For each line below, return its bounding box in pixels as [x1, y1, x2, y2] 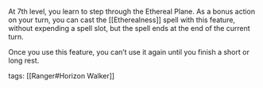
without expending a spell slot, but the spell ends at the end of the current [8, 24, 250, 33]
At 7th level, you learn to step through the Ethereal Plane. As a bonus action [8, 7, 256, 16]
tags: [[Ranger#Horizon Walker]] [8, 71, 115, 80]
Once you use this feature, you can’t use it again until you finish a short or [8, 48, 250, 56]
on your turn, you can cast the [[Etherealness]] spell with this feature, [8, 15, 236, 25]
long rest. [8, 55, 40, 65]
